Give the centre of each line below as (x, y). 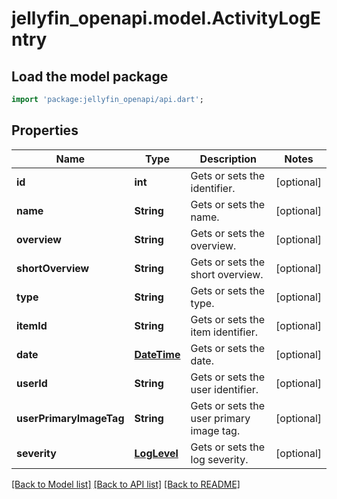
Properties (45, 130)
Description (228, 159)
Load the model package (90, 76)
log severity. (219, 459)
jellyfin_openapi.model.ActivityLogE (166, 18)
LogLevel (156, 453)
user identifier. (224, 389)
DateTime (157, 354)
